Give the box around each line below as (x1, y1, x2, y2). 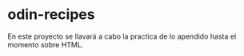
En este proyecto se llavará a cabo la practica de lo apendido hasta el (7, 32, 237, 41)
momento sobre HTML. (7, 39, 84, 49)
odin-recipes (7, 6, 95, 24)
